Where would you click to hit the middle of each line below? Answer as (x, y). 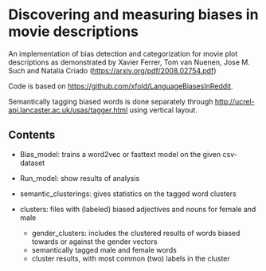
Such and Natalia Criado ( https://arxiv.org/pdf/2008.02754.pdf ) (112, 70)
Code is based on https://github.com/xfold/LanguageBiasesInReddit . (121, 86)
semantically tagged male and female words (104, 249)
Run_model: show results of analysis (80, 178)
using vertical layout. (163, 110)
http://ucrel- (235, 101)
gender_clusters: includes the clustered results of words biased (136, 233)
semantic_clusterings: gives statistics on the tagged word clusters (128, 194)
